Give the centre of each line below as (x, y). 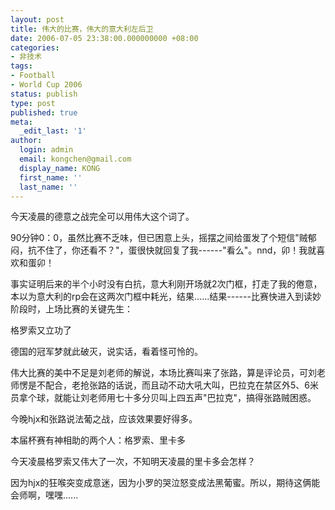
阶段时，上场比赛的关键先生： (71, 309)
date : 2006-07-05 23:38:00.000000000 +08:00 (104, 38)
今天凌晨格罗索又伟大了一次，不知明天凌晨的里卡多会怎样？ (133, 462)
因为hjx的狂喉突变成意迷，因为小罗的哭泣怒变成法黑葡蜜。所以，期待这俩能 (165, 483)
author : (26, 141)
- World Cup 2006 (46, 85)
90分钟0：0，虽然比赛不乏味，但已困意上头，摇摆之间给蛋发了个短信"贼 (159, 238)
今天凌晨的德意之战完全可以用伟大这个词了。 (102, 217)
